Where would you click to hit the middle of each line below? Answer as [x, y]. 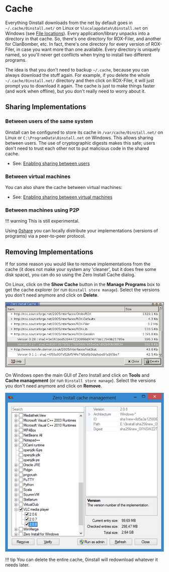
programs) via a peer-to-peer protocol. [46, 236]
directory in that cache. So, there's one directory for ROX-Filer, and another [83, 39]
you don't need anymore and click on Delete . [52, 295]
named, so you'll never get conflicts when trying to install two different [78, 55]
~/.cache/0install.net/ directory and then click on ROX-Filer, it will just [80, 80]
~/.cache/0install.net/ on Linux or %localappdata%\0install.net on [76, 28]
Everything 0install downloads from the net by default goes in [69, 23]
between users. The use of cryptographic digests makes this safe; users [80, 143]
